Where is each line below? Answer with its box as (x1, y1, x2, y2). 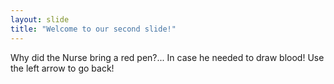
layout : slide (10, 14, 70, 25)
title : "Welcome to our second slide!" (10, 24, 177, 34)
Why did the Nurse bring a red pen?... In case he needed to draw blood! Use (10, 51, 325, 63)
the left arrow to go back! (10, 62, 115, 74)
